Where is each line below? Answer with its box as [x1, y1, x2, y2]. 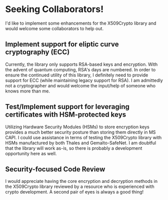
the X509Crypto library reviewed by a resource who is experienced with [5, 183, 154, 189]
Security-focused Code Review [5, 165, 106, 173]
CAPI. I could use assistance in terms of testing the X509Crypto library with [5, 134, 162, 140]
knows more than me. [5, 88, 50, 94]
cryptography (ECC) [5, 48, 70, 56]
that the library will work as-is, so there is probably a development [5, 145, 142, 151]
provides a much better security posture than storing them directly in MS [5, 129, 156, 135]
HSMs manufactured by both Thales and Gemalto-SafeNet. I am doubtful [5, 140, 156, 146]
